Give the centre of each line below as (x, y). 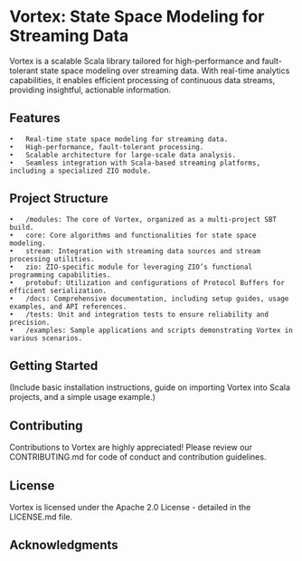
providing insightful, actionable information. (90, 90)
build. (22, 227)
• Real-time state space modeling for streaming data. (119, 139)
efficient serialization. (58, 290)
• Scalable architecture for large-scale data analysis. (123, 155)
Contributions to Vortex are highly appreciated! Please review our (131, 447)
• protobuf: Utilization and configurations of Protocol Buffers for (147, 282)
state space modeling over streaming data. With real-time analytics (165, 71)
